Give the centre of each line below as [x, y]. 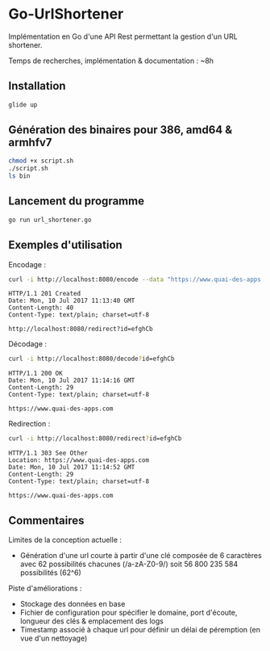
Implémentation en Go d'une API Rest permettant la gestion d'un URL [123, 36]
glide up [23, 105]
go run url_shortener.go [50, 220]
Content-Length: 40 [41, 308]
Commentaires [46, 521]
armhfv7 [30, 143]
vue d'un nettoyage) [54, 638]
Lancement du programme [77, 202]
